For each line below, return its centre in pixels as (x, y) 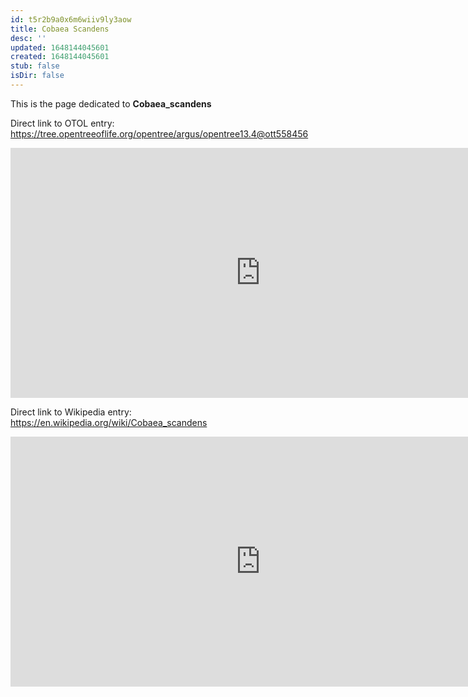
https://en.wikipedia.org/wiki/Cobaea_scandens (109, 422)
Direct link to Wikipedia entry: (71, 412)
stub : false (35, 66)
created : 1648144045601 (60, 57)
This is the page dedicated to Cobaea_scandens (111, 103)
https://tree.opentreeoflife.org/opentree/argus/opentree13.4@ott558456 (159, 133)
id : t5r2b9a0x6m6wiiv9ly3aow (71, 19)
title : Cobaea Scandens (60, 29)
